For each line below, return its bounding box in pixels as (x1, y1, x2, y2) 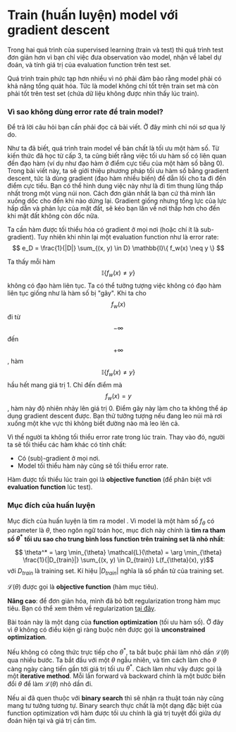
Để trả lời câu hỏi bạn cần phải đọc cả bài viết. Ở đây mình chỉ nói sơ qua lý (7, 123, 226, 131)
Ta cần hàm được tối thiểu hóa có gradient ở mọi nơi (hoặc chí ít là (7, 225, 199, 234)
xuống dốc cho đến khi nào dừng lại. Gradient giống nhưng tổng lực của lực (7, 196, 227, 205)
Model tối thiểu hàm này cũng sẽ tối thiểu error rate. (17, 461, 169, 470)
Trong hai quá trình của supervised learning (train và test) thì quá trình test (7, 45, 224, 54)
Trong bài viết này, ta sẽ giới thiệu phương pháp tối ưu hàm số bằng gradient (7, 167, 229, 175)
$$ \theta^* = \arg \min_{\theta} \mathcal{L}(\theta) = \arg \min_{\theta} (15, 548, 222, 557)
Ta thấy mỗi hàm (7, 258, 56, 266)
